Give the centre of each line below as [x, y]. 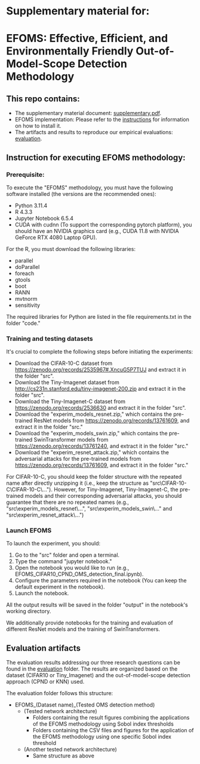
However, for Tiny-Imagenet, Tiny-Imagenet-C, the [116, 490]
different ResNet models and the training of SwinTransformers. [83, 629]
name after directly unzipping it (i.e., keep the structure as [78, 483]
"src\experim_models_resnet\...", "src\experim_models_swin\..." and [89, 509]
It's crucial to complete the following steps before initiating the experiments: [100, 352]
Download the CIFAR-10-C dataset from [64, 363]
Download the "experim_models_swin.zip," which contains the [91, 433]
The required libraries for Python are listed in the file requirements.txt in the [99, 316]
